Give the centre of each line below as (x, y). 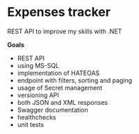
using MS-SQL (38, 65)
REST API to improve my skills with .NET (65, 31)
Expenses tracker (59, 12)
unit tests (31, 124)
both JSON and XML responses (63, 102)
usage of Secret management (60, 87)
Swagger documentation (52, 110)
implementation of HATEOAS (58, 73)
